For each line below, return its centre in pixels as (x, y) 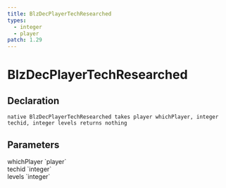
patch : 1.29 (25, 40)
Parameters (33, 145)
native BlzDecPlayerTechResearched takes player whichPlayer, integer (113, 117)
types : (17, 20)
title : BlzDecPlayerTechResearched (59, 14)
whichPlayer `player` (37, 161)
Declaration (33, 100)
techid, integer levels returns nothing (68, 123)
